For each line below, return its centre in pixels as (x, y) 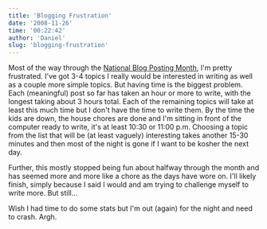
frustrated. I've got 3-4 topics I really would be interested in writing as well (131, 76)
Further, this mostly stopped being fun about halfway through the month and (134, 168)
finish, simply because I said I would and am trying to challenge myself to (129, 184)
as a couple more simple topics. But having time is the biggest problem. (126, 85)
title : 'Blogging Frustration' (60, 16)
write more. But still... (43, 193)
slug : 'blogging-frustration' (59, 45)
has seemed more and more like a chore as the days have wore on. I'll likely (132, 177)
